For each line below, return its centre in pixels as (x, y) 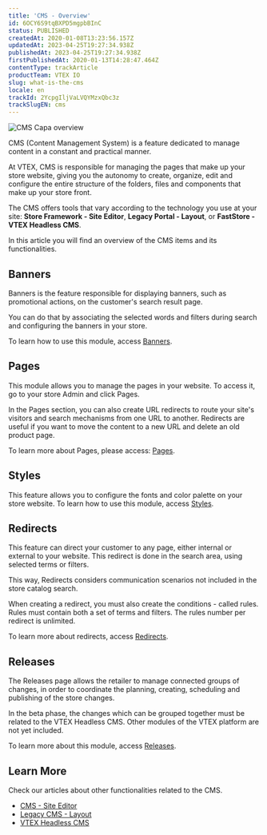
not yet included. (36, 730)
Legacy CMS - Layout (56, 814)
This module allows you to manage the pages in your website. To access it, (132, 385)
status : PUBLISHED (39, 30)
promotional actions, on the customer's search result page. (106, 301)
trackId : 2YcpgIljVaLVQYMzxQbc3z (64, 97)
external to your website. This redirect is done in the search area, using (126, 556)
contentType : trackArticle (53, 68)
